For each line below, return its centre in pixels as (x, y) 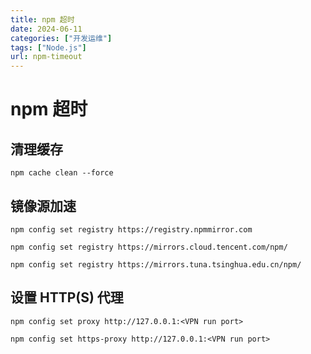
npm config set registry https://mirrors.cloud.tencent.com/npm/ (149, 247)
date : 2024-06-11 (46, 29)
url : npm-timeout (46, 57)
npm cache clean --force (62, 173)
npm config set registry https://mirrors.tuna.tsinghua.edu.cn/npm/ (156, 264)
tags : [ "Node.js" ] (48, 47)
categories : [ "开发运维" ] (61, 38)
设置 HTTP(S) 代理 (67, 297)
